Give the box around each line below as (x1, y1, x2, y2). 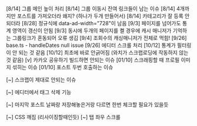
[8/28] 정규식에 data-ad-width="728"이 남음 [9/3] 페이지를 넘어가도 (21, 20, 181, 26)
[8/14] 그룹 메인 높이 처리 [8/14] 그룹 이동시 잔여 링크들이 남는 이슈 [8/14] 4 (6, 5, 181, 12)
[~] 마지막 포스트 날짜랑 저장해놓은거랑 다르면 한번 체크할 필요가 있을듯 (6, 101, 169, 108)
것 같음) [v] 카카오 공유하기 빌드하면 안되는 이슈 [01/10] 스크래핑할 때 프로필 (6, 56, 180, 63)
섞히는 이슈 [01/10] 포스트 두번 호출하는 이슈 (12, 64, 113, 70)
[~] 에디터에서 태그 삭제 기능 (6, 88, 72, 96)
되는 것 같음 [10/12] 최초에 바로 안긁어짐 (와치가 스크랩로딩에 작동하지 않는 (18, 49, 189, 56)
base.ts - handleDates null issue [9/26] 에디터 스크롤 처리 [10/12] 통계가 (6, 42, 176, 49)
